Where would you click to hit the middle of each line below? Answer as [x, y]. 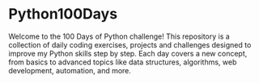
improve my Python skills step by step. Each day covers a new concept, [128, 53]
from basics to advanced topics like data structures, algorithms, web [123, 62]
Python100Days [63, 14]
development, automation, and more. [70, 70]
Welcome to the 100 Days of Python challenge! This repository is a [119, 36]
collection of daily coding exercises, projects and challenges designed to [130, 44]
